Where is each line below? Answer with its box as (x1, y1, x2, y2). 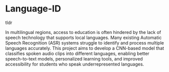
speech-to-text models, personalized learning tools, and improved (5, 55, 143, 61)
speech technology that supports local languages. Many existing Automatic (5, 34, 162, 40)
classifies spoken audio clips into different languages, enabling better (5, 50, 150, 56)
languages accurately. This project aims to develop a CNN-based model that (5, 45, 164, 51)
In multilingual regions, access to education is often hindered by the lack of (5, 29, 161, 35)
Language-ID (5, 3, 62, 14)
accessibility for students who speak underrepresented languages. (5, 61, 144, 67)
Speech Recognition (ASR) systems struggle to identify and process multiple (5, 39, 164, 45)
